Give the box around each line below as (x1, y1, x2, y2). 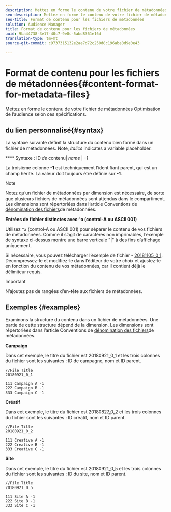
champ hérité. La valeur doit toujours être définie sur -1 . (5, 170, 122, 176)
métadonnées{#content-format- (18, 78, 159, 89)
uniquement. (5, 242, 32, 248)
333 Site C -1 (5, 503, 36, 508)
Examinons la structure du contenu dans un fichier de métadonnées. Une (5, 316, 159, 323)
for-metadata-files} (5, 89, 90, 100)
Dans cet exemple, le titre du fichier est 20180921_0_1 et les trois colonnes (5, 353, 160, 359)
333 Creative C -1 (5, 447, 44, 452)
